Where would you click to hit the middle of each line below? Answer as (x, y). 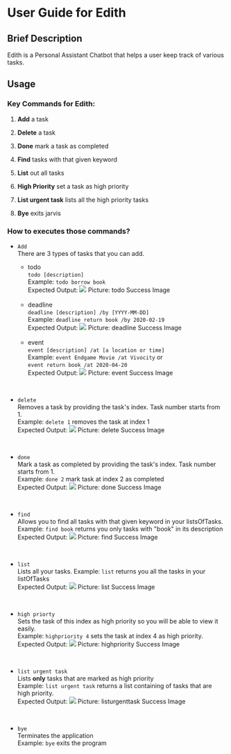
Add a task (33, 119)
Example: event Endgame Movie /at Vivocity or (95, 357)
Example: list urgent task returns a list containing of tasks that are (114, 685)
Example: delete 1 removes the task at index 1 (84, 422)
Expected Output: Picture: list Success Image (86, 587)
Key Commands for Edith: (51, 104)
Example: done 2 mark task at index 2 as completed (91, 479)
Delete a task (36, 132)
